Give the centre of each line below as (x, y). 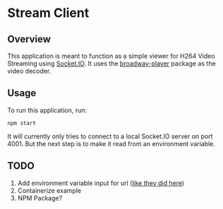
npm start (22, 123)
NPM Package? (40, 198)
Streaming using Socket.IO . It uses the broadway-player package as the (112, 64)
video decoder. (29, 71)
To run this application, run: (47, 110)
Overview (29, 39)
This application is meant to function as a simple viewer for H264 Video (111, 56)
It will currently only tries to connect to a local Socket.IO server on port (110, 136)
